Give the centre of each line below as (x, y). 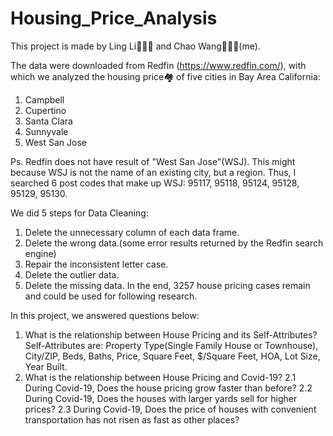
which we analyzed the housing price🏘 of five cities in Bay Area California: (165, 76)
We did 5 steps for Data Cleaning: (79, 213)
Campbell (44, 99)
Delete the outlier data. (72, 274)
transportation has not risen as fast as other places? (132, 419)
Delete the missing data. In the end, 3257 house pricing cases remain (167, 285)
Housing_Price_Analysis (114, 18)
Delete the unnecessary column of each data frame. (132, 232)
